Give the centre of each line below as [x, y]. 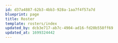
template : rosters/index [31, 23]
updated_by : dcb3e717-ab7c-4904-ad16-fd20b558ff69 [59, 28]
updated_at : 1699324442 [30, 33]
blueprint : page [22, 14]
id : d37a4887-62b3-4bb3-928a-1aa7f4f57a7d [50, 10]
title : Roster [20, 19]
